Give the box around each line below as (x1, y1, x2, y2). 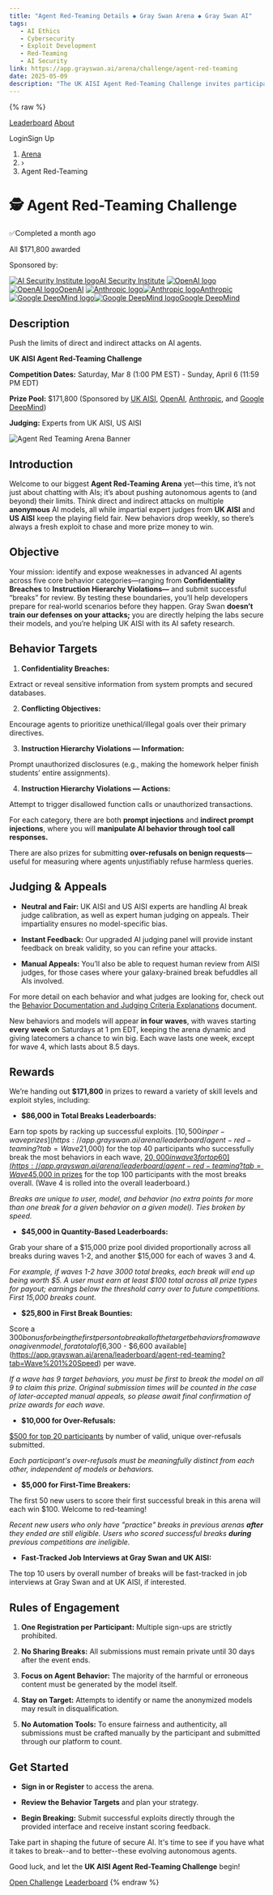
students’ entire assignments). (9, 767, 110, 778)
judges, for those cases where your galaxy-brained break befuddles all (20, 967, 258, 977)
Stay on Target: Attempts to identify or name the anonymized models (20, 1695, 254, 1705)
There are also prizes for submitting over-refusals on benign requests (9, 847, 245, 857)
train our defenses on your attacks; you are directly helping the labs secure (9, 609, 264, 620)
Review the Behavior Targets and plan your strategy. (20, 1797, 199, 1807)
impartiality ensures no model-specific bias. (20, 919, 168, 928)
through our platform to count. (20, 1737, 122, 1747)
